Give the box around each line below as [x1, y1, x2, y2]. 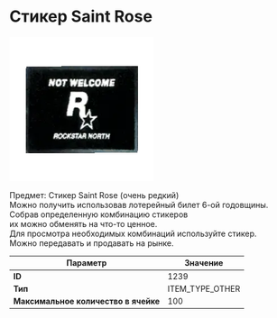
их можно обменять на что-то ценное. [9, 218, 158, 229]
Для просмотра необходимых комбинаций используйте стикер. [9, 228, 257, 239]
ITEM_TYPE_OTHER [167, 283, 241, 294]
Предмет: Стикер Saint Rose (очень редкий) [9, 189, 180, 200]
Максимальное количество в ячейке [13, 295, 161, 307]
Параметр [66, 258, 107, 268]
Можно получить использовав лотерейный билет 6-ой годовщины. [9, 199, 269, 210]
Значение [184, 258, 224, 268]
